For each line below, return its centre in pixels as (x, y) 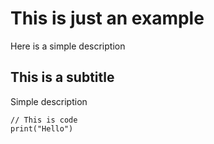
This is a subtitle (62, 77)
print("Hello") (42, 128)
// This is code (44, 120)
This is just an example (107, 18)
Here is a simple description (68, 46)
